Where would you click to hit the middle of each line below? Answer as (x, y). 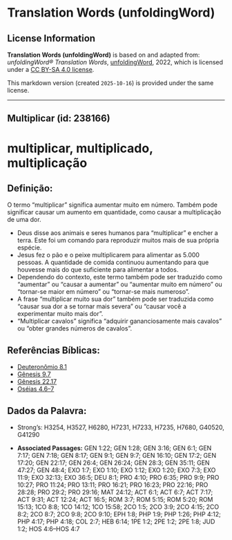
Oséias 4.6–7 (36, 389)
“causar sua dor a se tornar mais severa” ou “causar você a (101, 306)
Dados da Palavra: (47, 410)
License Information (51, 38)
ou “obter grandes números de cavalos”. (75, 328)
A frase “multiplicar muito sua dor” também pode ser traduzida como (115, 299)
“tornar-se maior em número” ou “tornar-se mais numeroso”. (103, 292)
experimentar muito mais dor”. (60, 314)
